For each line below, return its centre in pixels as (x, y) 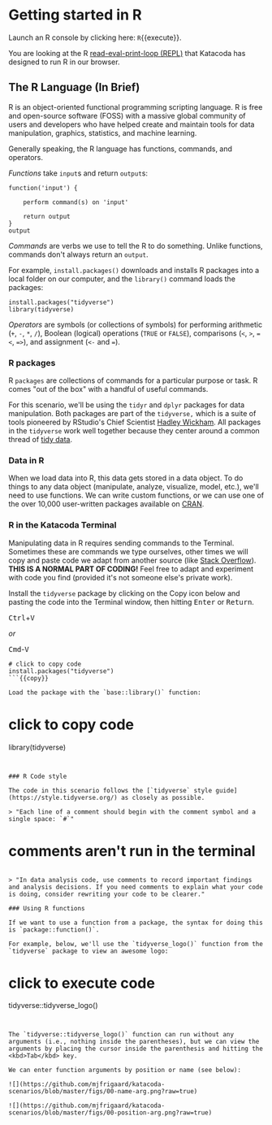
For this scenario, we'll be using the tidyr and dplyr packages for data (127, 405)
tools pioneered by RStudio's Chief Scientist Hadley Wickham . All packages (135, 422)
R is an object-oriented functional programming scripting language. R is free (136, 106)
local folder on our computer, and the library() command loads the (122, 279)
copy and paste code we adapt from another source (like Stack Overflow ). (132, 560)
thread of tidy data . (41, 440)
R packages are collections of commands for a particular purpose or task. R (133, 380)
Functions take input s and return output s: (78, 173)
